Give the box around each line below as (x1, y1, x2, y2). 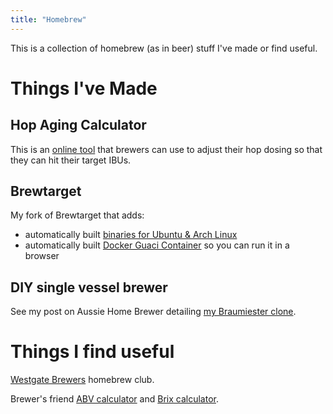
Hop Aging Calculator (10, 117, 147, 134)
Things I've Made (10, 77, 158, 100)
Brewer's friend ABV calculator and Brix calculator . (10, 393, 219, 405)
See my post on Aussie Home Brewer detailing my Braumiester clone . (10, 306, 297, 318)
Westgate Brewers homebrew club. (10, 374, 155, 386)
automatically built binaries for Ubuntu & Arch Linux (24, 229, 238, 241)
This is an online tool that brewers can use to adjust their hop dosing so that (10, 143, 323, 155)
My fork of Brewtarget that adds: (10, 209, 145, 221)
